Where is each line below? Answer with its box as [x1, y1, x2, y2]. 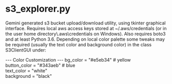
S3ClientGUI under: [5, 47, 46, 53]
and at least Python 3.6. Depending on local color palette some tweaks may [5, 36, 165, 42]
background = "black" [5, 73, 52, 79]
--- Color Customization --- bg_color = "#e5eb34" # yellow [5, 57, 131, 63]
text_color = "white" [5, 67, 48, 74]
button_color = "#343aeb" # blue [5, 62, 75, 68]
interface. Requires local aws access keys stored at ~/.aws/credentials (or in [5, 25, 167, 31]
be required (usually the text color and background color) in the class [5, 41, 152, 47]
